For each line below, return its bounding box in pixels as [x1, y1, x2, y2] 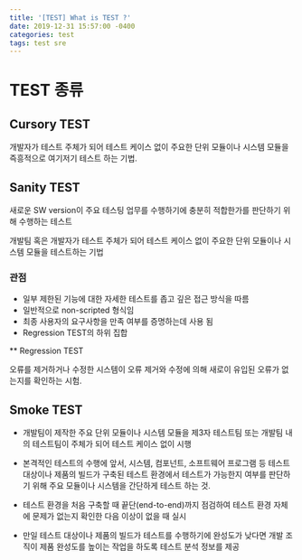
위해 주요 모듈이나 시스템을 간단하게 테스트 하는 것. [32, 481, 211, 491]
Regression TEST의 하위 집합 [22, 327, 128, 339]
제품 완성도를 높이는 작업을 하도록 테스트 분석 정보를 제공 [39, 541, 240, 552]
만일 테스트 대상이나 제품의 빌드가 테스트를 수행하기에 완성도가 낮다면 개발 [22, 530, 284, 541]
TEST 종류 [9, 80, 84, 100]
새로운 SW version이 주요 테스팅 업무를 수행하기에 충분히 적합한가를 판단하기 [9, 205, 282, 216]
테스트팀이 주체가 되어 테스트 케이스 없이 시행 [32, 439, 192, 450]
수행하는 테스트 [18, 216, 72, 227]
